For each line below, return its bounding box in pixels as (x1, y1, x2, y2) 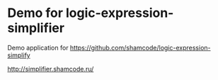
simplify (7, 51, 30, 59)
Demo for (7, 5, 64, 21)
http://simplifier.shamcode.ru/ (7, 64, 94, 73)
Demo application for (7, 43, 69, 52)
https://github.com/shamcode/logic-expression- (69, 43, 211, 52)
